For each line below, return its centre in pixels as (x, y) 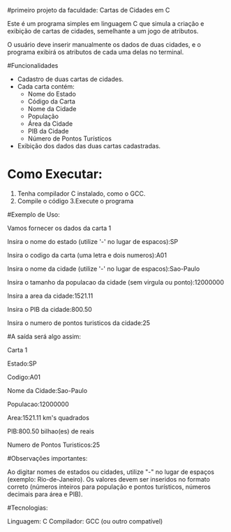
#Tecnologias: (28, 508)
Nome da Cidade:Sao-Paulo (47, 390)
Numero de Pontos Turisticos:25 (54, 445)
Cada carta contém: (46, 86)
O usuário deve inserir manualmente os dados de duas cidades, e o (104, 44)
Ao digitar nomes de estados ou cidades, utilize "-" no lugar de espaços (111, 472)
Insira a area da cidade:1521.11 (50, 296)
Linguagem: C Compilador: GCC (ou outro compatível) (85, 521)
